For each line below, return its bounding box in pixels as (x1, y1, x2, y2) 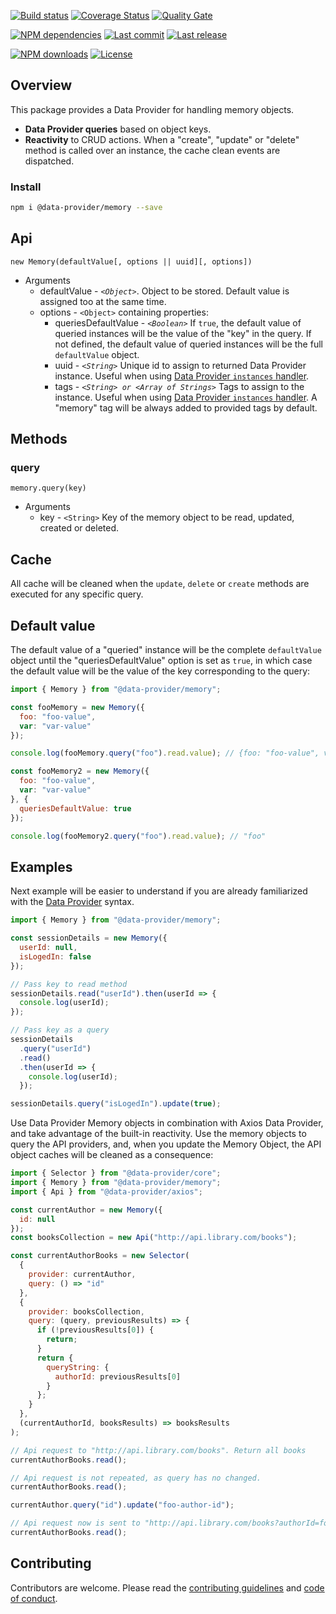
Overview (10, 77, 73, 94)
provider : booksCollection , (28, 1306, 145, 1317)
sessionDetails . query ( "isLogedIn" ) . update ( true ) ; (10, 1099, 222, 1109)
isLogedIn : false (19, 951, 92, 962)
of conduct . (10, 1592, 58, 1604)
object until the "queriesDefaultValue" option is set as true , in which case (10, 655, 313, 667)
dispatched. (24, 155, 75, 167)
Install (10, 180, 42, 194)
